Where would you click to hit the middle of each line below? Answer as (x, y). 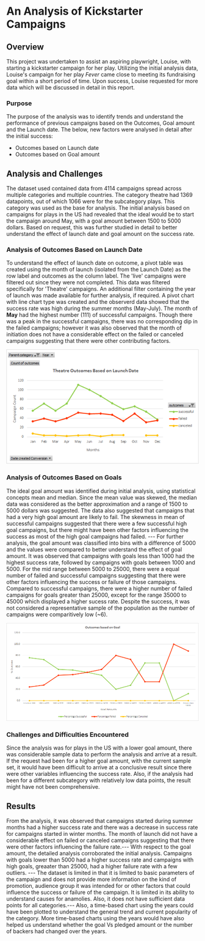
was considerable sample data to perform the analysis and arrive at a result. (102, 755)
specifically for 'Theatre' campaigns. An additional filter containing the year (101, 289)
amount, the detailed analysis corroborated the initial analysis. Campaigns (99, 854)
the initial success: (30, 136)
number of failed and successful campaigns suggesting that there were (96, 575)
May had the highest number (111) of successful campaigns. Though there (99, 315)
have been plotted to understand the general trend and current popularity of (102, 912)
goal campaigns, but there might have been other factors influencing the (98, 530)
